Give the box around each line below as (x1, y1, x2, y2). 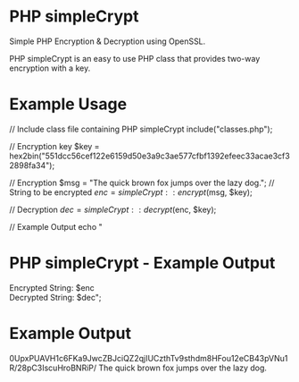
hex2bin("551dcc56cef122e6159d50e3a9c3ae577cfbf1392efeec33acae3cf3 (9, 150, 290, 161)
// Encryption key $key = (9, 140, 100, 151)
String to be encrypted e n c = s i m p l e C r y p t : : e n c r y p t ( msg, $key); (9, 186, 253, 198)
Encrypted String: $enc (9, 282, 96, 293)
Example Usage (9, 94, 128, 115)
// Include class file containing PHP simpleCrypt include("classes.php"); (9, 123, 273, 134)
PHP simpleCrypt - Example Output (9, 253, 276, 274)
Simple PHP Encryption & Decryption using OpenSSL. (9, 36, 206, 47)
